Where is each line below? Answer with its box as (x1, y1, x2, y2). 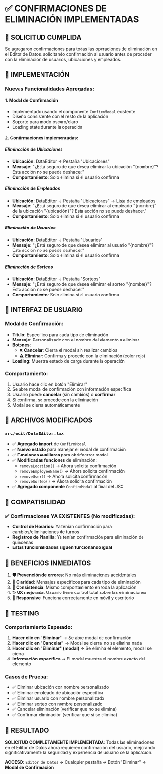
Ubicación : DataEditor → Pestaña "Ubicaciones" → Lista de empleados (12, 198, 156, 204)
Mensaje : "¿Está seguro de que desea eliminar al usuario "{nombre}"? (12, 242, 154, 248)
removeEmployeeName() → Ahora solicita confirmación (19, 468, 125, 474)
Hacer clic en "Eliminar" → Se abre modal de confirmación (12, 635, 132, 641)
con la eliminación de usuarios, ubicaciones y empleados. (5, 57, 122, 62)
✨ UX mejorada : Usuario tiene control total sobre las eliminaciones (12, 590, 147, 595)
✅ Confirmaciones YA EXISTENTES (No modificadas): (5, 512, 135, 519)
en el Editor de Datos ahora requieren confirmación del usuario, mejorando (5, 744, 156, 750)
